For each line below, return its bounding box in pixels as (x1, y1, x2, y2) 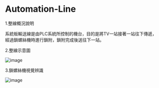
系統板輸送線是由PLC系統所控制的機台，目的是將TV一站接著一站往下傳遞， (5, 30, 157, 36)
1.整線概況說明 (5, 20, 34, 26)
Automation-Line (5, 3, 76, 15)
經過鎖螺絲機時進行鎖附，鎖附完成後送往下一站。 (5, 37, 104, 43)
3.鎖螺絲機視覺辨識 (5, 67, 44, 73)
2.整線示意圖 (5, 47, 31, 53)
